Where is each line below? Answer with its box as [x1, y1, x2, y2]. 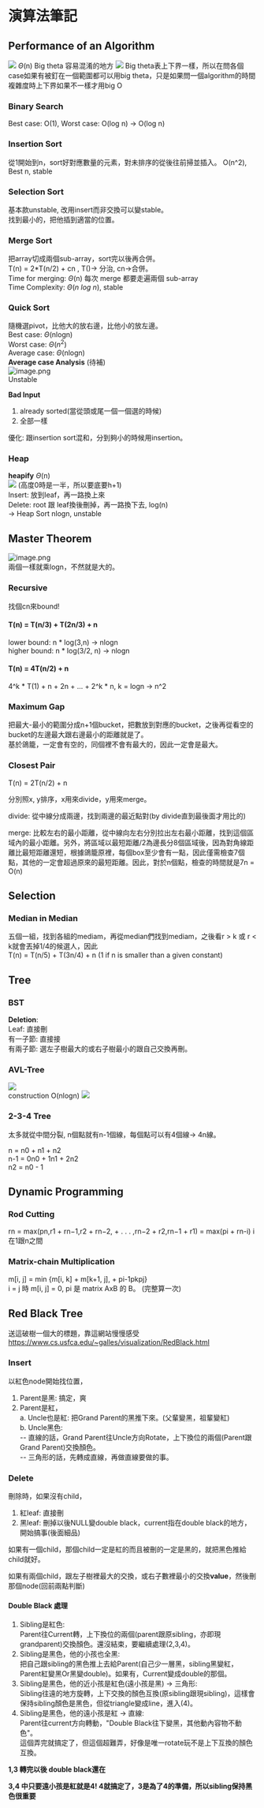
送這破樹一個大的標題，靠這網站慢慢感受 [8, 1329, 139, 1338]
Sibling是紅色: [19, 1619, 65, 1630]
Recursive [8, 582, 48, 593]
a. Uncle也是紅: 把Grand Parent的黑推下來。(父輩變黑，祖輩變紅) [19, 1413, 230, 1422]
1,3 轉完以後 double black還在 [8, 1765, 106, 1774]
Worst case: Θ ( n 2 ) [8, 339, 67, 350]
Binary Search [8, 100, 64, 111]
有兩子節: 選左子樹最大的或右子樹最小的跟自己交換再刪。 [8, 1043, 191, 1054]
